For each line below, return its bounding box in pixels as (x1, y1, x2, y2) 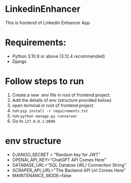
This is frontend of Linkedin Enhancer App (5, 20, 90, 26)
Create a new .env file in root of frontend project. (12, 92, 111, 98)
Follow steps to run (5, 76, 84, 87)
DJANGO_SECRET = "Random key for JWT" (12, 152, 101, 157)
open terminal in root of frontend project (12, 102, 94, 108)
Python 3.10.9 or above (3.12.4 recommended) (12, 53, 105, 59)
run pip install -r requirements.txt (12, 107, 88, 114)
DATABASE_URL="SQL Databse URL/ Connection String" (12, 162, 127, 168)
